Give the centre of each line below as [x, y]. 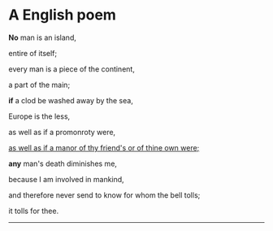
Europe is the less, [39, 116]
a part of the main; [39, 85]
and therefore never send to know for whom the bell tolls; [104, 195]
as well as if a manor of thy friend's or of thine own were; [104, 147]
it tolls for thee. [34, 211]
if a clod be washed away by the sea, [71, 100]
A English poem [62, 15]
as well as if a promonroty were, [62, 132]
